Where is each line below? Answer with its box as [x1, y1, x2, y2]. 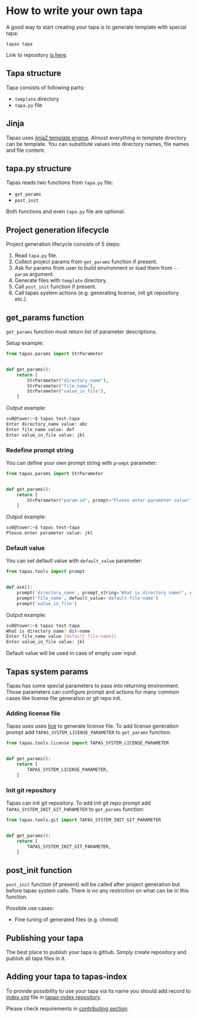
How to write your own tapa [6, 4, 143, 18]
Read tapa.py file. [14, 252, 57, 259]
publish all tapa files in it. [6, 955, 66, 962]
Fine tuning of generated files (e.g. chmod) [14, 916, 118, 923]
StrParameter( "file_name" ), [27, 383, 96, 389]
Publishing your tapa [6, 933, 84, 943]
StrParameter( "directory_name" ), [27, 377, 109, 384]
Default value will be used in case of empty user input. [6, 650, 138, 657]
